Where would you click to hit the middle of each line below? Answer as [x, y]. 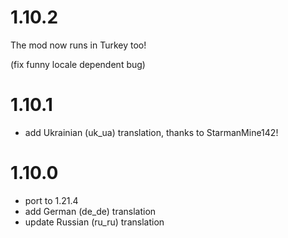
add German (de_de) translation [90, 211]
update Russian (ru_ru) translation [94, 222]
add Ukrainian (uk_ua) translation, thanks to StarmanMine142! [151, 132]
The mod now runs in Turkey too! [78, 45]
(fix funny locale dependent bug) [78, 64]
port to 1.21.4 [51, 200]
